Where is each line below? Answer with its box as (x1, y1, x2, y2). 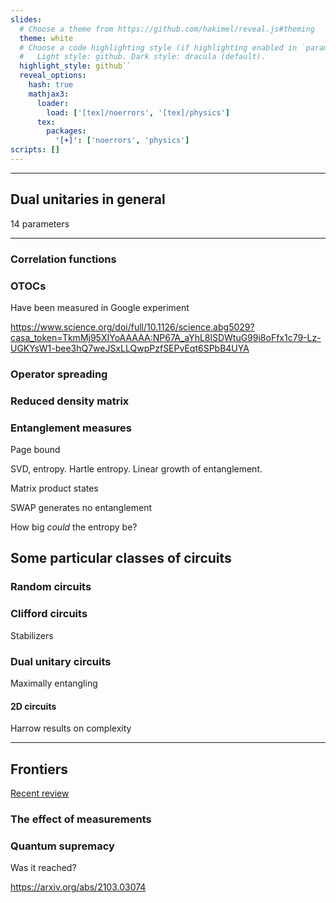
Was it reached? (10, 862, 77, 874)
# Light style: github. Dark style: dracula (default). (19, 52, 267, 62)
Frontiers (10, 761, 69, 778)
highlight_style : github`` (19, 61, 132, 71)
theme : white (19, 33, 74, 43)
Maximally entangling (10, 677, 98, 689)
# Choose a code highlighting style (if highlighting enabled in (19, 42, 298, 53)
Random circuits (10, 580, 92, 594)
